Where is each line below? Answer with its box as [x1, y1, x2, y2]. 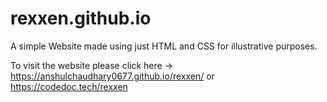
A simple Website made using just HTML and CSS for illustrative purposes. [10, 40, 318, 52]
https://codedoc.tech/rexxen [10, 80, 128, 92]
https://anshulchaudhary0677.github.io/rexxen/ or [10, 70, 215, 82]
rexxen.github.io [10, 7, 152, 30]
